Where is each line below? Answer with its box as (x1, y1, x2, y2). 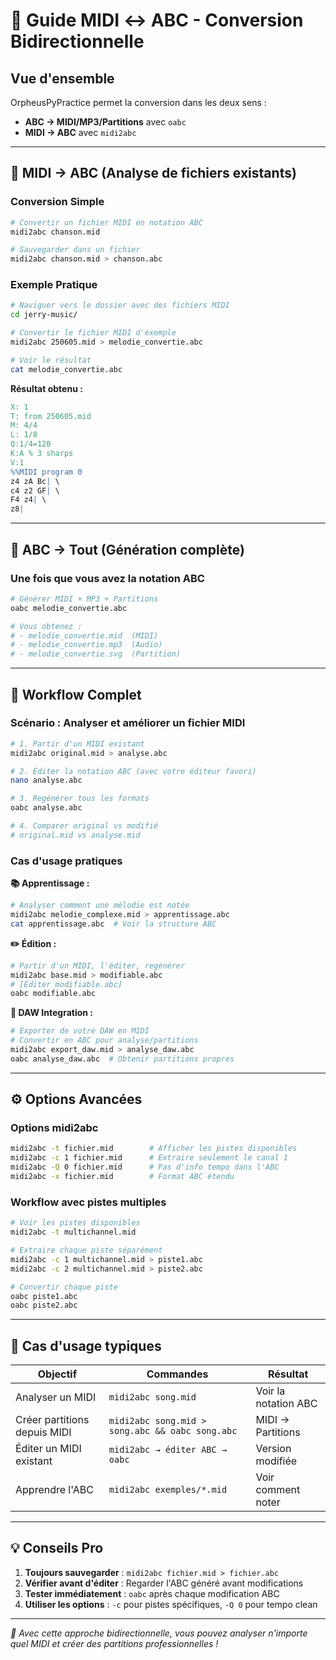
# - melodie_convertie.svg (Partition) (10, 649, 182, 659)
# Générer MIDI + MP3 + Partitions (10, 594, 159, 604)
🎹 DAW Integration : (10, 1007, 93, 1019)
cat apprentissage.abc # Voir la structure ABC (10, 919, 217, 929)
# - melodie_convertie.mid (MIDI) (10, 630, 159, 641)
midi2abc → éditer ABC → (108, 1444, 228, 1456)
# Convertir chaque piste (10, 1282, 118, 1292)
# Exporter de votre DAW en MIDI (10, 1026, 150, 1036)
